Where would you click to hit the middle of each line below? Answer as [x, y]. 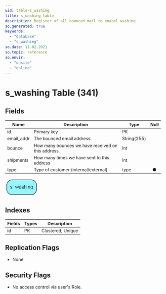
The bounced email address [62, 139]
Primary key [46, 132]
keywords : [15, 31]
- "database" [23, 37]
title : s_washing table [30, 16]
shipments [18, 160]
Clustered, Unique [60, 231]
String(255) [134, 139]
